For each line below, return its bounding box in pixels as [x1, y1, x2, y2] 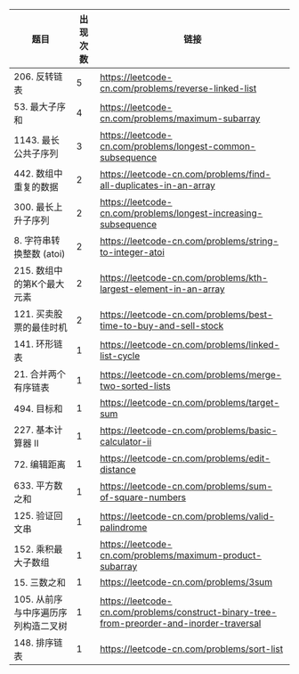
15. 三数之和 [13, 577, 67, 588]
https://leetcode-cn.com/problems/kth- [99, 272, 269, 284]
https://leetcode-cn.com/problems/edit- [99, 452, 271, 464]
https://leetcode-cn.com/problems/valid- [99, 510, 275, 522]
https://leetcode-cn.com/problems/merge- [99, 369, 282, 381]
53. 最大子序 [13, 101, 67, 112]
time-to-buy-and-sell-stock [99, 320, 224, 332]
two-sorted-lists [99, 380, 171, 391]
